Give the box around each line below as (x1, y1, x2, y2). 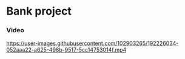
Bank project (6, 4, 72, 18)
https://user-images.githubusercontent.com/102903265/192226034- (6, 40, 179, 47)
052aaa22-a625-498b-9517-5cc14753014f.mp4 (6, 46, 127, 54)
